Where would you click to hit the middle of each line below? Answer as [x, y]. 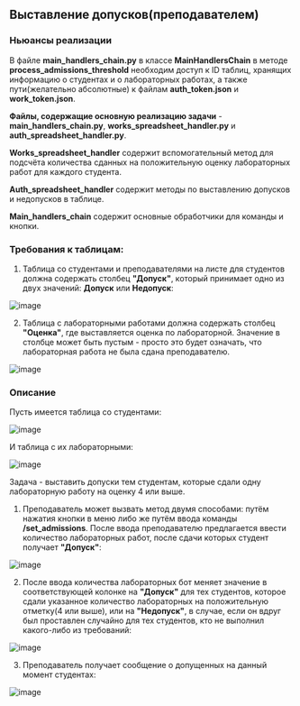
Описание [33, 392]
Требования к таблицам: [67, 249]
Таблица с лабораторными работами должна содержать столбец [149, 323]
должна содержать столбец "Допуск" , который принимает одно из [153, 278]
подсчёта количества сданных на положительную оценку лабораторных [150, 162]
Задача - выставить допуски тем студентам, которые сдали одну [135, 482]
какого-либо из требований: [77, 630]
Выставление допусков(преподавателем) [134, 15]
